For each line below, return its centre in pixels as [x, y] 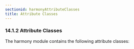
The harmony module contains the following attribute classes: [67, 41]
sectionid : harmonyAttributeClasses [42, 9]
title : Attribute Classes [31, 14]
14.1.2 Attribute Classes [34, 31]
